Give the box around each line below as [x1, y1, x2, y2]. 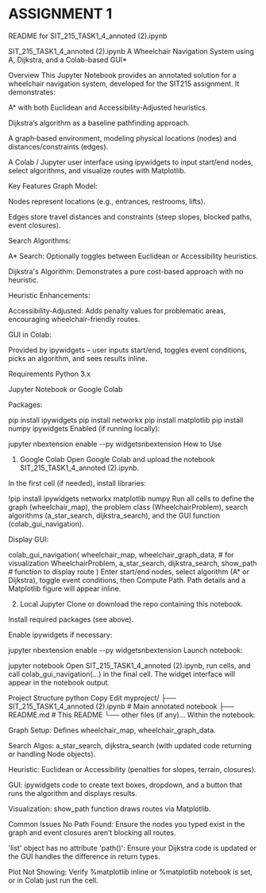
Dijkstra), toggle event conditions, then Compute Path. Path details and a [8, 575, 246, 584]
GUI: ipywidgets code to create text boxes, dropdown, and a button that [8, 780, 243, 790]
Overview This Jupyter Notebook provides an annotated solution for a [8, 70, 237, 80]
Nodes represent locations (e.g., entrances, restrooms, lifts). [8, 196, 206, 206]
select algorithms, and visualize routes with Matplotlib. [8, 165, 187, 175]
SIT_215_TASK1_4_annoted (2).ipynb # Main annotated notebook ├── [8, 701, 234, 711]
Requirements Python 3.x [8, 369, 91, 379]
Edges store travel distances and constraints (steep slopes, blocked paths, [8, 212, 253, 221]
